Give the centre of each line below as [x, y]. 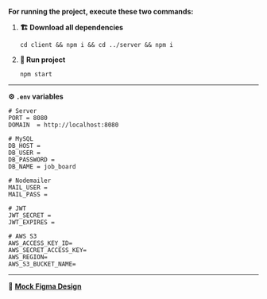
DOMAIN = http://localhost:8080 [64, 125]
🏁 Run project [43, 60]
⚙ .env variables [36, 96]
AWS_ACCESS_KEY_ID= [41, 243]
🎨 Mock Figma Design [45, 286]
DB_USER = [25, 153]
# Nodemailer [30, 181]
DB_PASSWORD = [32, 160]
